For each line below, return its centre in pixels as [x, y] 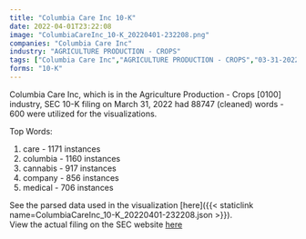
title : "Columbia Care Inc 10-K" [73, 18]
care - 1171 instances [61, 149]
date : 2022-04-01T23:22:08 [61, 26]
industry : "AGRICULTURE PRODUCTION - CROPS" [95, 52]
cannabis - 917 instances [69, 168]
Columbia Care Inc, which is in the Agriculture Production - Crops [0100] [146, 94]
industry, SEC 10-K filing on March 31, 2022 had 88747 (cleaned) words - [147, 104]
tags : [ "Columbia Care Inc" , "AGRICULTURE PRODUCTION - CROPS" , [132, 60]
